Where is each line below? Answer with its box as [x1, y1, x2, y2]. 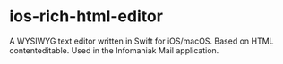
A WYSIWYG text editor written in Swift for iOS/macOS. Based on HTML [9, 36, 275, 46]
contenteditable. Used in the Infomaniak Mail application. [9, 44, 219, 55]
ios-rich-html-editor [9, 6, 164, 27]
